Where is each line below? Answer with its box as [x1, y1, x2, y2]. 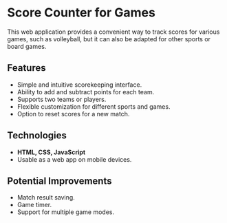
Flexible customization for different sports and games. [17, 102, 171, 111]
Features [7, 62, 46, 74]
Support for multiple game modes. [17, 208, 115, 216]
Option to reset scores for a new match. [17, 109, 130, 118]
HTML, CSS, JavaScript [17, 148, 86, 156]
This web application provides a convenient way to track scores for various [7, 28, 220, 36]
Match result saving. [17, 193, 76, 202]
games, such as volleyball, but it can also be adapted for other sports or [7, 34, 211, 43]
